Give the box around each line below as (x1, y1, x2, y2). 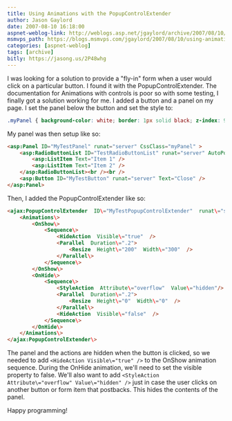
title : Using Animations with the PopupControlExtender (7, 10, 171, 17)
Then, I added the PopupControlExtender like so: (7, 194, 146, 202)
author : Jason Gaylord (7, 17, 72, 24)
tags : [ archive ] (7, 49, 54, 56)
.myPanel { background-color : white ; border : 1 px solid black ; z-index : (7, 117, 221, 124)
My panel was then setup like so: (7, 129, 101, 138)
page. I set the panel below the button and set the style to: (7, 103, 173, 111)
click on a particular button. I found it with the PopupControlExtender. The (7, 81, 217, 90)
